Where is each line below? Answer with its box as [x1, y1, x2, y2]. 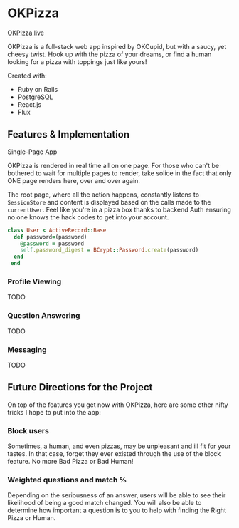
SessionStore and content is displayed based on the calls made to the [7, 197, 211, 206]
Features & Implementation [7, 128, 130, 140]
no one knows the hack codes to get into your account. [7, 212, 169, 222]
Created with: [7, 71, 48, 80]
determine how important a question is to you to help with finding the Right [7, 506, 226, 514]
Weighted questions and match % [7, 475, 127, 485]
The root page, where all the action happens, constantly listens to [7, 190, 200, 199]
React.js [17, 100, 42, 108]
